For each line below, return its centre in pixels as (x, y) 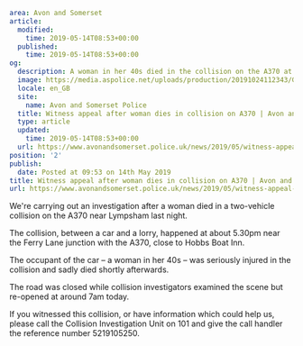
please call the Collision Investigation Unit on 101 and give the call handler (146, 323)
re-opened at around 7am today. (69, 296)
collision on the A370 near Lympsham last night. (98, 215)
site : (28, 96)
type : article (44, 122)
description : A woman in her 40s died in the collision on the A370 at (155, 72)
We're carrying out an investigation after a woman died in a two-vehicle (142, 206)
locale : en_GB (44, 88)
